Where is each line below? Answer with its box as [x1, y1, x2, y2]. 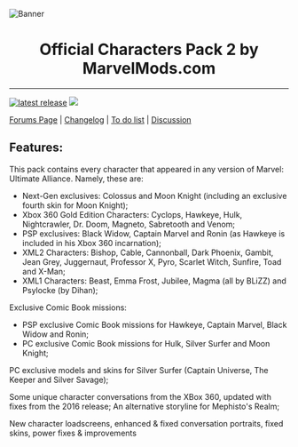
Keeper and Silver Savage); [9, 374, 109, 385]
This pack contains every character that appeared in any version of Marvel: [9, 164, 284, 174]
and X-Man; [21, 266, 66, 276]
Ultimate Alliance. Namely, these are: [9, 173, 144, 184]
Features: [9, 140, 64, 156]
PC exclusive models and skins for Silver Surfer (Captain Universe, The [9, 364, 269, 375]
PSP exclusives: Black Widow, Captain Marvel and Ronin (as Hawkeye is [21, 227, 286, 239]
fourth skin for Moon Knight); [21, 200, 129, 211]
